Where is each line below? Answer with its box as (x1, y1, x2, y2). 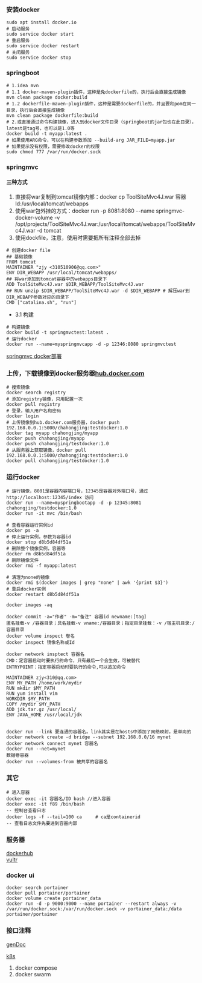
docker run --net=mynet (6, 746, 66, 752)
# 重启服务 (6, 38, 30, 44)
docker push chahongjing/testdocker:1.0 (6, 441, 110, 447)
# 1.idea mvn (6, 82, 39, 88)
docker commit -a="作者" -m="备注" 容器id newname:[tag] (6, 614, 147, 620)
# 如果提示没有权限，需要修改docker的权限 (6, 144, 100, 150)
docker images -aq (6, 602, 52, 608)
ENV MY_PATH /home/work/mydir (6, 680, 83, 686)
